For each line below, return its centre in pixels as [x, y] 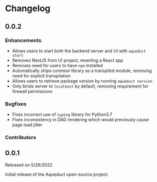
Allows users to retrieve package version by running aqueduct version [82, 81]
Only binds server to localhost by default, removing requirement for [80, 86]
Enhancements [23, 40]
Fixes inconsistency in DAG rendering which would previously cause [80, 120]
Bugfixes [16, 104]
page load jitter [27, 125]
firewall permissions [32, 91]
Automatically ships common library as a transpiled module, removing [82, 71]
